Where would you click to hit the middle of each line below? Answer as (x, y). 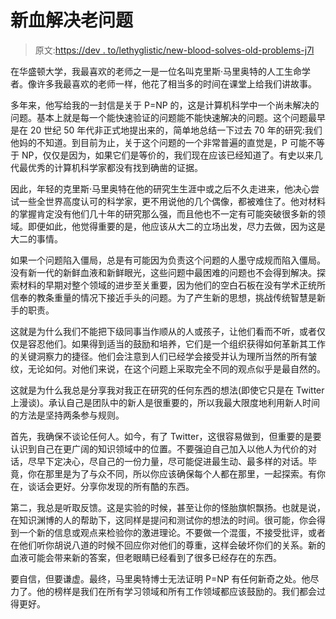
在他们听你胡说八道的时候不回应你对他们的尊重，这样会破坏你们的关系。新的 (168, 545)
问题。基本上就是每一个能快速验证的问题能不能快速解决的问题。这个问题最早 (168, 117)
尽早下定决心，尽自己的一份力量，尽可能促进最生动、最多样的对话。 (167, 461)
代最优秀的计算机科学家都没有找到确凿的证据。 (106, 167)
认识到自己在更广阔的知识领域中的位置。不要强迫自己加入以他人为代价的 (159, 448)
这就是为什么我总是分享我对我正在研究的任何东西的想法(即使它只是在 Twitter (167, 390)
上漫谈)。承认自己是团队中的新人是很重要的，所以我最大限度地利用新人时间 (165, 402)
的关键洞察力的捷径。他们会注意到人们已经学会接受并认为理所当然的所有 (159, 356)
